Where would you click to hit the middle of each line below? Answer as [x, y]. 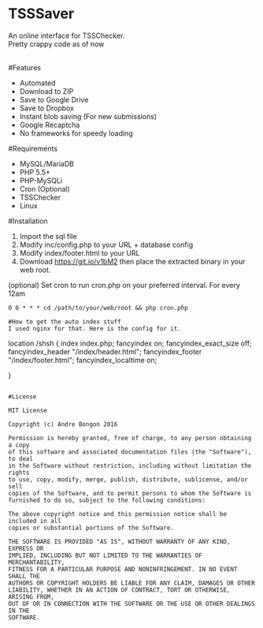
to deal [21, 458]
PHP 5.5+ [35, 172]
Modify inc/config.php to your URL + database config [106, 245]
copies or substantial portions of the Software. [91, 528]
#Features [25, 67]
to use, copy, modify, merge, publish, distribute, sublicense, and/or [128, 479]
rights [19, 473]
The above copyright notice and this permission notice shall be [117, 514]
